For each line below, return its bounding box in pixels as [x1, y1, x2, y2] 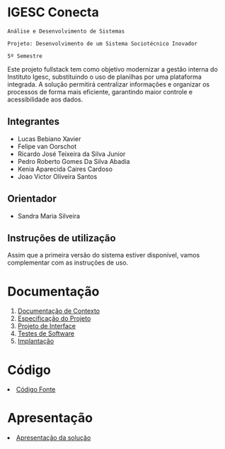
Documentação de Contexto [17, 306, 100, 316]
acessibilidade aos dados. [7, 95, 83, 104]
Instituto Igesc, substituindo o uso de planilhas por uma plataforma [7, 72, 202, 81]
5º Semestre [7, 52, 42, 60]
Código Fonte [16, 385, 56, 394]
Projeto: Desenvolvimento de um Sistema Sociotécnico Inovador [7, 40, 198, 47]
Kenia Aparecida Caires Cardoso [17, 165, 113, 173]
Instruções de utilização [7, 232, 116, 244]
